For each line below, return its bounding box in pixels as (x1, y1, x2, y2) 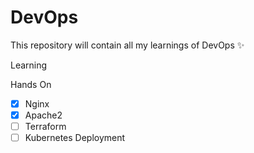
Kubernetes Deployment (24, 132, 126, 144)
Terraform (24, 121, 67, 133)
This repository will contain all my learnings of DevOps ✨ (10, 39, 245, 51)
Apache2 (24, 109, 63, 121)
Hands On (10, 78, 52, 90)
